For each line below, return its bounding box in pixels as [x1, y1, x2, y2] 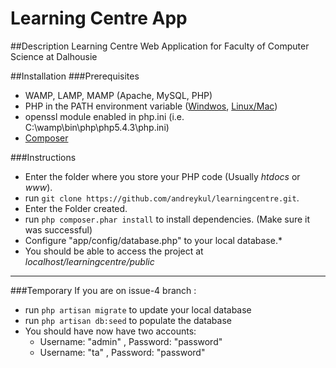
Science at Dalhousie [10, 50, 98, 62]
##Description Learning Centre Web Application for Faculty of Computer [10, 40, 310, 52]
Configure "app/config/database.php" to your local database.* [24, 234, 283, 246]
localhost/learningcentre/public [24, 255, 155, 267]
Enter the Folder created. [24, 202, 128, 214]
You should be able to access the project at [24, 245, 204, 257]
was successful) [24, 223, 93, 236]
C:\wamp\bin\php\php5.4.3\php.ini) [24, 121, 170, 133]
